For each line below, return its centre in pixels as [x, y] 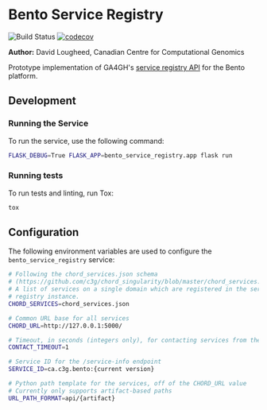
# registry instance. [44, 297]
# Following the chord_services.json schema [83, 275]
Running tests [36, 176]
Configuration [44, 232]
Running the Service [48, 123]
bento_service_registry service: [62, 260]
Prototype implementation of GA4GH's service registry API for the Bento [126, 67]
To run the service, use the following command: [86, 141]
